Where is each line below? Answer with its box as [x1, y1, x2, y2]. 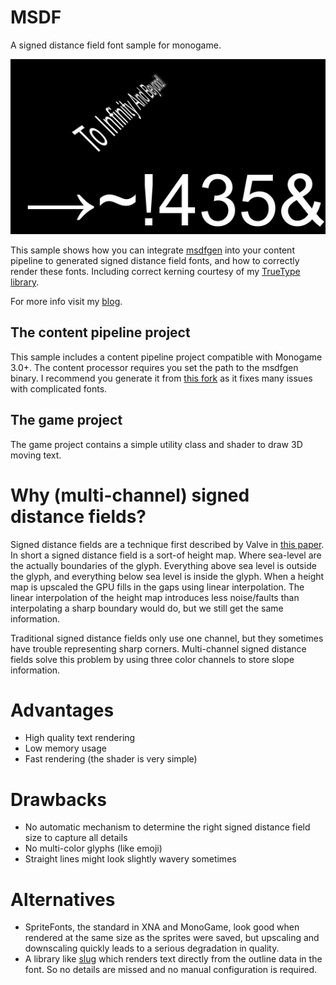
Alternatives [10, 888, 116, 911]
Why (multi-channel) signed [10, 484, 250, 506]
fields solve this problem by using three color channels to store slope [10, 653, 295, 665]
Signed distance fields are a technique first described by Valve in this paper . [10, 538, 325, 550]
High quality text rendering [24, 732, 136, 744]
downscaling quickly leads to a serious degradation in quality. [24, 942, 280, 955]
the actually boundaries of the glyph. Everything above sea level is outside [10, 559, 317, 571]
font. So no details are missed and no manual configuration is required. [24, 964, 318, 976]
